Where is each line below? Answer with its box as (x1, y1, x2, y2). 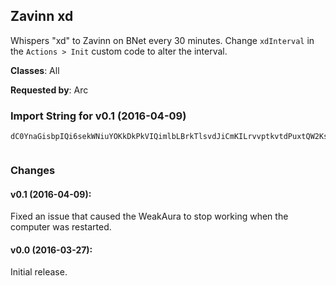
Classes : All (10, 64, 60, 76)
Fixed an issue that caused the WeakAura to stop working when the (10, 210, 289, 223)
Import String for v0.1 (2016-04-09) (10, 109, 187, 123)
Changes (10, 164, 56, 178)
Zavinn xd (10, 8, 74, 25)
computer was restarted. (10, 221, 112, 233)
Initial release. (10, 266, 68, 278)
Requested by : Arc (10, 84, 89, 96)
